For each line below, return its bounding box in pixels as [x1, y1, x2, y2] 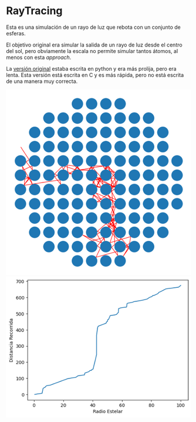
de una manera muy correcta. [6, 78, 78, 85]
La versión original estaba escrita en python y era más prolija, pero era [6, 65, 177, 72]
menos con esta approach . [6, 54, 72, 61]
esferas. [6, 29, 26, 36]
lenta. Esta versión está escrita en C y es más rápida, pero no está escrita [6, 71, 184, 78]
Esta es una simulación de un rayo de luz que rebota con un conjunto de [6, 24, 181, 31]
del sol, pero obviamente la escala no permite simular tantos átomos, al [6, 47, 178, 54]
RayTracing [6, 4, 63, 18]
